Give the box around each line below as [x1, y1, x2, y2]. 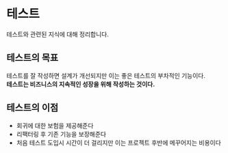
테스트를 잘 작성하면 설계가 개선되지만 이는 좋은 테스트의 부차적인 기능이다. [6, 71, 206, 79]
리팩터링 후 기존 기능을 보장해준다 [16, 130, 107, 138]
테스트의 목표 [6, 52, 59, 64]
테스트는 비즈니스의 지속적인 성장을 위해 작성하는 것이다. [6, 80, 155, 88]
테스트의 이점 [6, 102, 59, 113]
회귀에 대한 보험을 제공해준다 [16, 121, 94, 130]
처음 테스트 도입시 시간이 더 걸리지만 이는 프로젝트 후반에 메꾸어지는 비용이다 [16, 138, 222, 147]
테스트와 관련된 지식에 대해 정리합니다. [6, 30, 109, 38]
